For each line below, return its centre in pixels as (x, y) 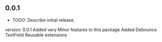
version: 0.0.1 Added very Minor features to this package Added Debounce (81, 30)
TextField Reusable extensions (36, 35)
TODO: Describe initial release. (43, 20)
